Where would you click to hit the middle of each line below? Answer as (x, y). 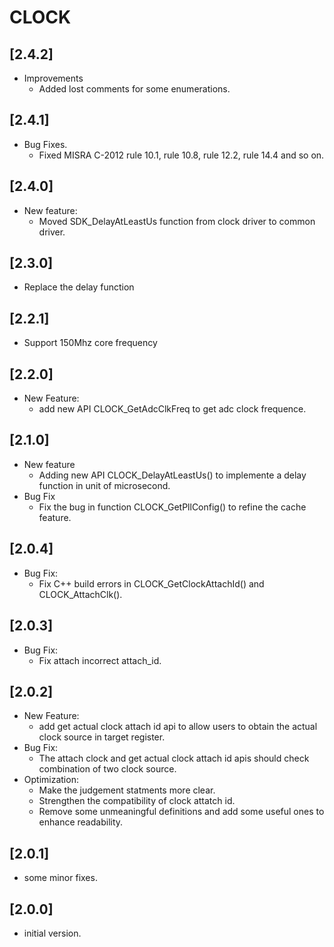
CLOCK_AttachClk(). (80, 594)
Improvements (53, 78)
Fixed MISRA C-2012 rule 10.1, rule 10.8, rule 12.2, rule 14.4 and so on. (181, 155)
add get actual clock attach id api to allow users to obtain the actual (178, 727)
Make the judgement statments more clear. (127, 790)
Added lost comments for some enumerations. (134, 89)
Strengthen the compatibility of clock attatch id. (137, 801)
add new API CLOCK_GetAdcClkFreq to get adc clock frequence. (172, 409)
